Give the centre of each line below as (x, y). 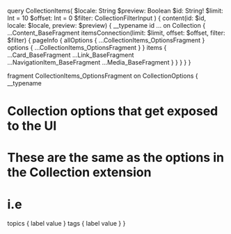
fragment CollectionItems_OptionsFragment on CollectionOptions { (103, 76)
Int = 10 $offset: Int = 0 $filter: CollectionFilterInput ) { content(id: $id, (107, 18)
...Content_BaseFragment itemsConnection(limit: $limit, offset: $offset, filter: (116, 33)
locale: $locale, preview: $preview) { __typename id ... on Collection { (106, 25)
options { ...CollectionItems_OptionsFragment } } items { (87, 48)
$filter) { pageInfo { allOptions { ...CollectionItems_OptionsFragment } (106, 40)
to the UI (32, 126)
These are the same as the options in (116, 158)
